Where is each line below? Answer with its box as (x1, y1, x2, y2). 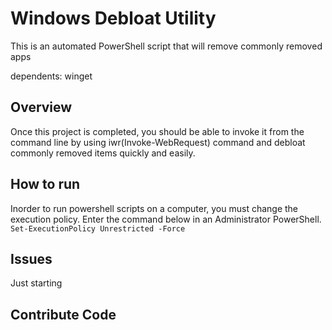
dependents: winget (10, 70, 93, 82)
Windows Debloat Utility (10, 7, 217, 30)
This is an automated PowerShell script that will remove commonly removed (10, 40, 323, 52)
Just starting (10, 277, 63, 289)
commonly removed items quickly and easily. (10, 147, 196, 159)
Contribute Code (10, 306, 117, 323)
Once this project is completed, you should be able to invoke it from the (10, 125, 305, 137)
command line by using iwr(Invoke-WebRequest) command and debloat (10, 136, 306, 148)
